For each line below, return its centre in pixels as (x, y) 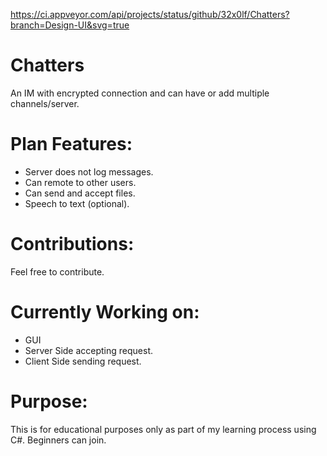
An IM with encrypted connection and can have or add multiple (140, 93)
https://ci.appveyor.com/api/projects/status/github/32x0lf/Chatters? (150, 14)
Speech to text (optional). (77, 203)
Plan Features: (71, 144)
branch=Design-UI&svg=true (70, 25)
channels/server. (45, 103)
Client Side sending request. (83, 361)
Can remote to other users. (80, 182)
